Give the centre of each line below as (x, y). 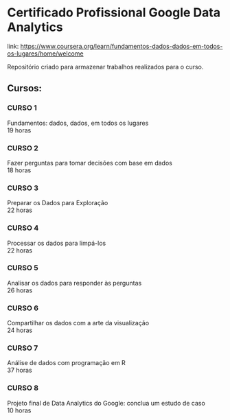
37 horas (20, 370)
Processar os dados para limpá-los (57, 243)
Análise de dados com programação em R (66, 363)
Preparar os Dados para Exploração (58, 203)
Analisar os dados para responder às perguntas (74, 283)
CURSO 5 (23, 268)
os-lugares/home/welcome (45, 54)
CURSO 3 (23, 188)
